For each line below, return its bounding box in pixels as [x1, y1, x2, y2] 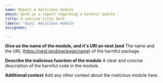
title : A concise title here [5, 16, 65, 21]
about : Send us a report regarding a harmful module [5, 12, 115, 17]
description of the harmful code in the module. [5, 63, 99, 69]
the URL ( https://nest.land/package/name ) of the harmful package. [5, 48, 140, 54]
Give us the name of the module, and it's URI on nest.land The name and [5, 43, 155, 49]
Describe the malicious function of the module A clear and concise [5, 58, 143, 63]
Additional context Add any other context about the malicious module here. [5, 72, 159, 78]
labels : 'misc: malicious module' [5, 21, 76, 26]
